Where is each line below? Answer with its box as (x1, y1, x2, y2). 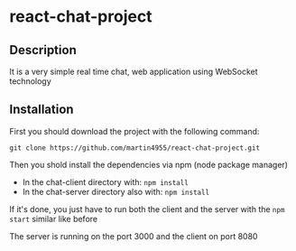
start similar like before (9, 213, 97, 224)
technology (9, 76, 51, 87)
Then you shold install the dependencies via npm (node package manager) (9, 159, 289, 170)
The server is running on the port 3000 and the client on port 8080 (9, 230, 258, 241)
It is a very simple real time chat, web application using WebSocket (9, 66, 259, 77)
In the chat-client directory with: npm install (22, 176, 190, 187)
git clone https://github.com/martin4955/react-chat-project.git (9, 143, 260, 153)
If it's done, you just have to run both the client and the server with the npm (9, 203, 285, 214)
